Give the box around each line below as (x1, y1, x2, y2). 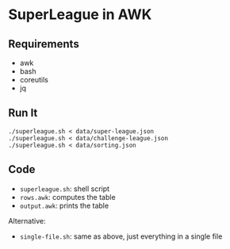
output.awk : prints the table (19, 201, 109, 210)
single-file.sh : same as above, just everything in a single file (19, 232, 223, 241)
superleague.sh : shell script (19, 184, 109, 193)
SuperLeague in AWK (8, 6, 152, 24)
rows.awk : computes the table (19, 192, 117, 201)
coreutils (19, 75, 49, 84)
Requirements (8, 37, 79, 51)
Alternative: (8, 216, 46, 225)
